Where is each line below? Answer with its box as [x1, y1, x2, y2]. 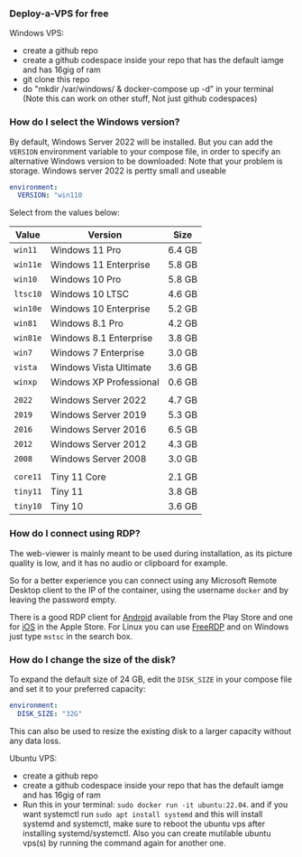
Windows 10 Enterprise [50, 303, 151, 315]
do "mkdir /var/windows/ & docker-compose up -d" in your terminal [22, 84, 274, 95]
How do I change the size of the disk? [9, 653, 176, 666]
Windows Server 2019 [50, 409, 147, 422]
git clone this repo [22, 74, 90, 85]
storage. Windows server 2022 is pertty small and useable [9, 165, 227, 176]
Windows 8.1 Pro [50, 317, 124, 330]
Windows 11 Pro [50, 244, 122, 256]
